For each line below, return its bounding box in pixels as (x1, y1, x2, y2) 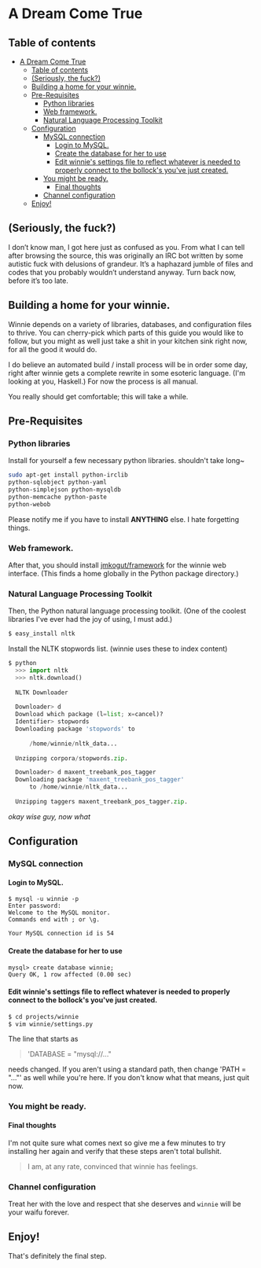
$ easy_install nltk (8, 630, 76, 638)
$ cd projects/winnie (8, 1013, 79, 1020)
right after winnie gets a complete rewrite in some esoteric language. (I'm (8, 368, 246, 377)
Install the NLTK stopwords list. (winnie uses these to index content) (8, 644, 228, 653)
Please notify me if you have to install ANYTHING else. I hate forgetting (8, 514, 240, 524)
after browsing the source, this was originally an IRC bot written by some (8, 251, 244, 260)
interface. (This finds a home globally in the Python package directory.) (8, 568, 239, 578)
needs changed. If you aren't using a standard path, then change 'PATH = (8, 1064, 247, 1074)
